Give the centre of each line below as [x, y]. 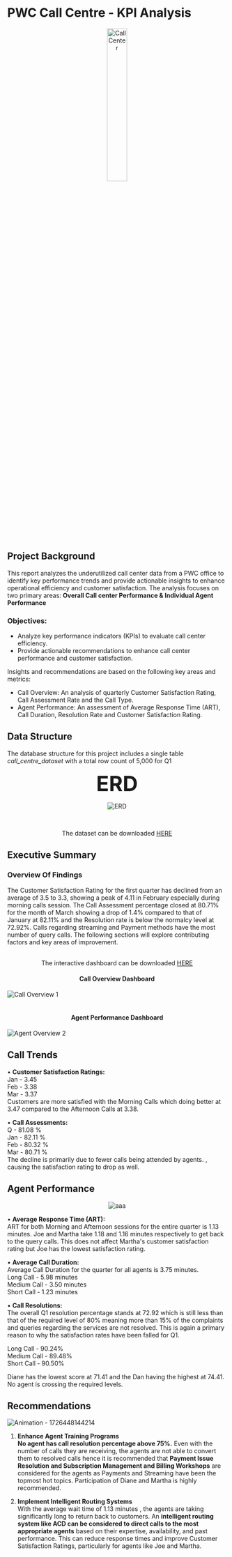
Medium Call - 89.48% [40, 1356]
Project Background [51, 557]
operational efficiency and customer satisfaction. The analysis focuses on [113, 588]
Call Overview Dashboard [117, 979]
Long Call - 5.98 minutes [42, 1277]
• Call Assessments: [38, 1122]
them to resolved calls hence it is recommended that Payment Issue [115, 1459]
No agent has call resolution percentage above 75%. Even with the [115, 1443]
